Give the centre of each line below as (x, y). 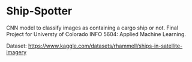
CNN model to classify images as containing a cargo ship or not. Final (92, 28)
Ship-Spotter (39, 11)
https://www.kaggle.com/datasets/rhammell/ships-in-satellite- (105, 46)
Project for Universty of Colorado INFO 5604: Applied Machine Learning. (96, 34)
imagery (16, 52)
